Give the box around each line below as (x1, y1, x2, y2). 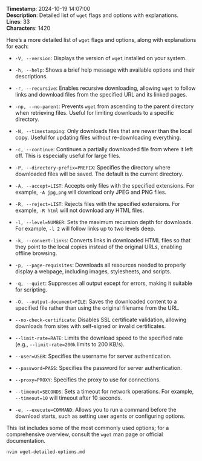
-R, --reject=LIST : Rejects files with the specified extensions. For (15, 200, 180, 207)
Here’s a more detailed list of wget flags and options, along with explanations (6, 36, 197, 43)
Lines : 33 (6, 18, 30, 25)
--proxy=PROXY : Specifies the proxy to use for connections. (15, 376, 161, 383)
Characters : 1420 (6, 24, 51, 32)
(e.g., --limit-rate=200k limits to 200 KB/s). (15, 341, 125, 348)
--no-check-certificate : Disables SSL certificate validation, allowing (15, 316, 186, 323)
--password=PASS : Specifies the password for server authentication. (15, 364, 183, 371)
